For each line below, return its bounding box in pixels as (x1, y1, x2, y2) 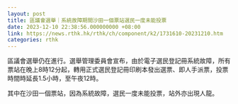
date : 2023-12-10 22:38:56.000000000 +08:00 (7, 23, 141, 30)
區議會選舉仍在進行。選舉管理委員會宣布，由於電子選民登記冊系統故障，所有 (7, 57, 231, 65)
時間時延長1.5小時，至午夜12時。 (7, 74, 103, 83)
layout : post (7, 10, 46, 18)
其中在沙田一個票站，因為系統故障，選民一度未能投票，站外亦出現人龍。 (7, 89, 218, 98)
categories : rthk (7, 37, 59, 44)
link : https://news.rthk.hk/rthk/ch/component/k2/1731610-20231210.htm (7, 30, 223, 37)
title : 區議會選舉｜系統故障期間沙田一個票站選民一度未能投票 (7, 17, 167, 24)
